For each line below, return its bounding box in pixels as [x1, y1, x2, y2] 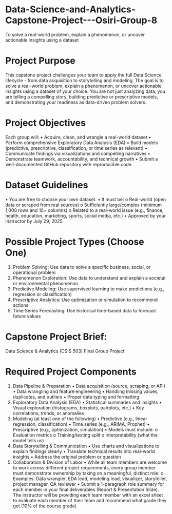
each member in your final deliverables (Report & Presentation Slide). [12, 486, 159, 492]
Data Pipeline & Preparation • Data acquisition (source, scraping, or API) [12, 383, 166, 389]
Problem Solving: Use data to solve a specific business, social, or [12, 264, 151, 270]
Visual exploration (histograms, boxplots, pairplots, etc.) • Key [12, 404, 144, 411]
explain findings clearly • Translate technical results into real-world [12, 448, 155, 454]
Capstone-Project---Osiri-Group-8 [5, 14, 158, 26]
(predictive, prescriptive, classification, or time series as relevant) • [5, 145, 148, 151]
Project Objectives [5, 117, 86, 129]
